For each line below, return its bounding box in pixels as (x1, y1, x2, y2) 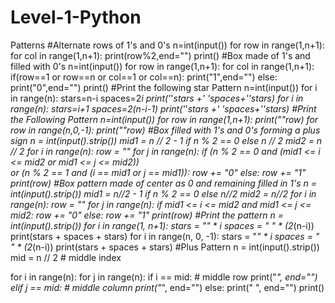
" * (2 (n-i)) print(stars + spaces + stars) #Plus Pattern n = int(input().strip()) (10, 241, 320, 253)
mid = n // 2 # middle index (10, 251, 122, 263)
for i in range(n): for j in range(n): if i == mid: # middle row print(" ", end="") (10, 271, 318, 283)
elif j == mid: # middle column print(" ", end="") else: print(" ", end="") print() (10, 281, 325, 293)
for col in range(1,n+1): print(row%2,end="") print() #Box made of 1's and (10, 49, 311, 61)
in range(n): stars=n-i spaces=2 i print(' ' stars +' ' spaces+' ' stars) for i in (10, 92, 304, 104)
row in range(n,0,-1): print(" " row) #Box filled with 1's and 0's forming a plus (10, 124, 321, 136)
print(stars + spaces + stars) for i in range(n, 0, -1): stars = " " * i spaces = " (10, 230, 320, 242)
